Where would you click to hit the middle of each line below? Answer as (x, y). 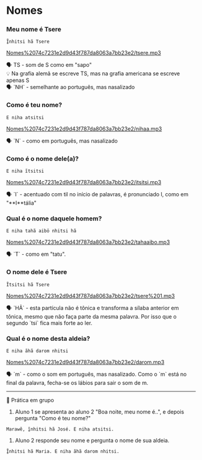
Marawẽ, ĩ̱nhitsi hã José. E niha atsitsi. (60, 429)
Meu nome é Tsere (34, 30)
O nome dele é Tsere (37, 272)
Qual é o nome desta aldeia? (48, 338)
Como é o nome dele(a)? (43, 158)
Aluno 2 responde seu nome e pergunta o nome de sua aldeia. (92, 440)
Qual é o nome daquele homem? (54, 219)
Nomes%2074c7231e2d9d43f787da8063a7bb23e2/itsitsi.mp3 (84, 182)
